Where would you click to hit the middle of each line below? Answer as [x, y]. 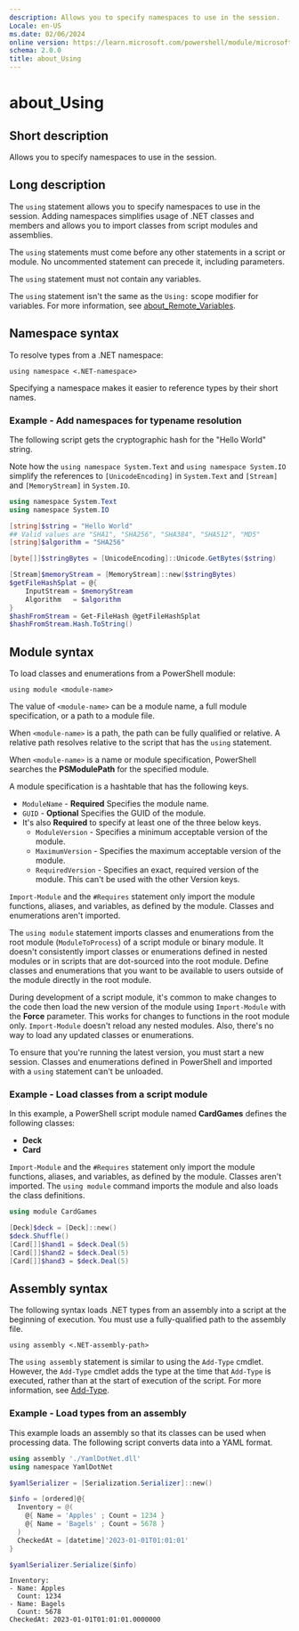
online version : [39, 42]
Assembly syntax [59, 1289]
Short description [59, 136]
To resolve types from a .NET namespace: [86, 355]
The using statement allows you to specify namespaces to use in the [135, 207]
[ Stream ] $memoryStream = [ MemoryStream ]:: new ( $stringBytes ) [123, 575]
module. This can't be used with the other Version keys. [137, 880]
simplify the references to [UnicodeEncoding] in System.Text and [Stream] [144, 475]
